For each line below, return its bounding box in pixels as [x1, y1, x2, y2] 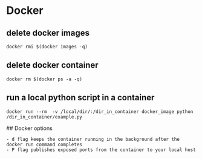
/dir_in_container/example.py [6, 114, 83, 120]
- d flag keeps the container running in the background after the [6, 136, 180, 142]
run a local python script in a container [6, 92, 155, 103]
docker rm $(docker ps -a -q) [6, 76, 83, 82]
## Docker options [6, 125, 53, 132]
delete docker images [6, 28, 90, 38]
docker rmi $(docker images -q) [6, 44, 88, 50]
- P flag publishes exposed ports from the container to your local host [6, 146, 197, 153]
